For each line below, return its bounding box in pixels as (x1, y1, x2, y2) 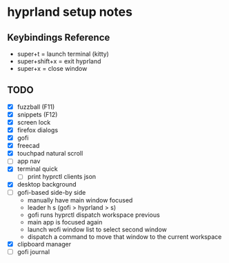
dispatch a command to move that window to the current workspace (27, 232, 222, 241)
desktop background (17, 180, 77, 189)
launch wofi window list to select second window (27, 225, 168, 233)
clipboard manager (17, 240, 71, 248)
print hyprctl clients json (27, 173, 97, 181)
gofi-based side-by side (17, 188, 86, 196)
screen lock (17, 118, 51, 126)
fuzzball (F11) (17, 103, 55, 111)
